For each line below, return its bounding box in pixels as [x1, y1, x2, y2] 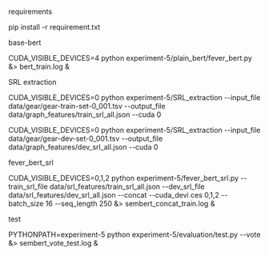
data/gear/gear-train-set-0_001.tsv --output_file [8, 102, 166, 110]
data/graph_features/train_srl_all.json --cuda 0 [8, 110, 162, 119]
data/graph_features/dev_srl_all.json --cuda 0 [8, 142, 159, 151]
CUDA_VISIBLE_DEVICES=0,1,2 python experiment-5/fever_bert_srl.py [8, 174, 239, 182]
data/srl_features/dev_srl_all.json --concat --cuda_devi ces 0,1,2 [8, 190, 220, 199]
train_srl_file [8, 182, 48, 191]
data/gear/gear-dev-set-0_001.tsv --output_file [8, 134, 163, 143]
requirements [8, 7, 53, 16]
